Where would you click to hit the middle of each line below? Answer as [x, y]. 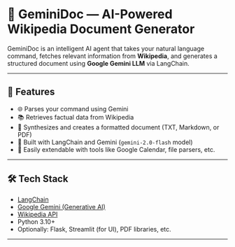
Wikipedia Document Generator [101, 29]
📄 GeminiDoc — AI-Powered [90, 14]
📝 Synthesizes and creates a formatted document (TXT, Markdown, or [118, 127]
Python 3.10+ [36, 221]
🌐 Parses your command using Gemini [73, 108]
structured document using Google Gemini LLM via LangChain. [99, 63]
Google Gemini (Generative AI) [62, 206]
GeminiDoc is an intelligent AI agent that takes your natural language [106, 48]
